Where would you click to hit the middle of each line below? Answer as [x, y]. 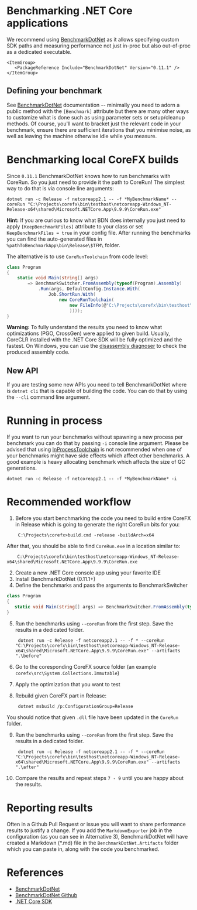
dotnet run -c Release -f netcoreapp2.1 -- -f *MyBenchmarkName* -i [92, 479]
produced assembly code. [38, 352]
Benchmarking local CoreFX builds [93, 160]
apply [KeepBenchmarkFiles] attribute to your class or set [75, 226]
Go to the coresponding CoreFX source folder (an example [86, 666]
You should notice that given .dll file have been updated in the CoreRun [93, 717]
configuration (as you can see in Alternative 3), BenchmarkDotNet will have [97, 836]
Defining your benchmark [54, 91]
